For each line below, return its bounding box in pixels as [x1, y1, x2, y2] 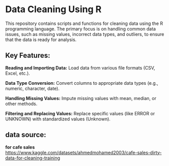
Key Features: [5, 51, 50, 60]
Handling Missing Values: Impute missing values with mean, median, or [5, 95, 157, 101]
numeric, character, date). [5, 85, 60, 91]
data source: [5, 130, 47, 139]
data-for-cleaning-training [5, 155, 60, 161]
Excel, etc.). [5, 70, 31, 76]
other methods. [5, 101, 38, 107]
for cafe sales [5, 144, 35, 150]
